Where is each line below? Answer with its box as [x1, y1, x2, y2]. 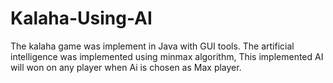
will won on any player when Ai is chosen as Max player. [10, 61, 242, 73]
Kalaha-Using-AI [10, 7, 153, 30]
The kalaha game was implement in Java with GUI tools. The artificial [10, 40, 295, 52]
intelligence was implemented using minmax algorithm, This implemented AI [10, 50, 324, 62]
